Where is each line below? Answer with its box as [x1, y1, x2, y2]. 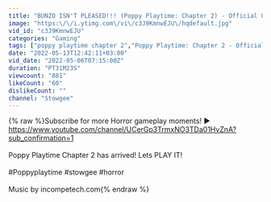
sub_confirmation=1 [8, 134, 74, 143]
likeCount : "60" [8, 79, 63, 87]
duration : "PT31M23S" [8, 64, 81, 72]
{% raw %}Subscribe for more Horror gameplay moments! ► [8, 116, 211, 126]
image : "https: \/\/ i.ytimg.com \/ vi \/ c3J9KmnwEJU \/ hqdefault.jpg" [8, 19, 232, 27]
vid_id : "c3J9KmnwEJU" [8, 27, 85, 35]
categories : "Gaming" [8, 34, 81, 43]
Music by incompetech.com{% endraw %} [8, 184, 150, 194]
